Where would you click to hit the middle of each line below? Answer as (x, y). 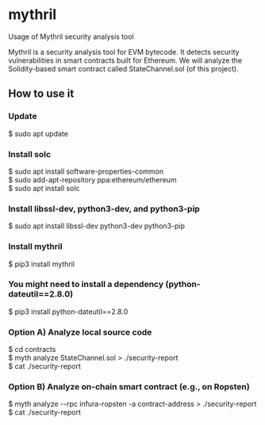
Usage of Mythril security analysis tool (71, 36)
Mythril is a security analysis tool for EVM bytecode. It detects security (124, 52)
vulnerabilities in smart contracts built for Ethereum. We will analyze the (125, 60)
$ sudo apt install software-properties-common (86, 171)
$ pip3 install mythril (42, 264)
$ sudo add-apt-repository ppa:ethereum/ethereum (92, 179)
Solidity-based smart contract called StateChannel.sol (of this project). (124, 68)
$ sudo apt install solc (44, 188)
